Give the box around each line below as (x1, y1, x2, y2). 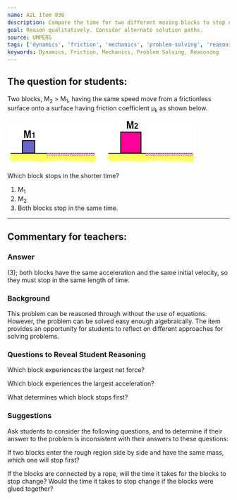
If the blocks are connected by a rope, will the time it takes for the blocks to (7, 469, 227, 477)
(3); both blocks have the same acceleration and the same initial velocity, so (7, 268, 228, 277)
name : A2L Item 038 (7, 11, 65, 18)
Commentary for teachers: (7, 231, 127, 243)
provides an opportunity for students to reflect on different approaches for (7, 324, 224, 332)
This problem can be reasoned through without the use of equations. (7, 309, 207, 318)
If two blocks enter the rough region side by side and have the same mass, (7, 448, 224, 456)
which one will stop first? (7, 455, 80, 464)
